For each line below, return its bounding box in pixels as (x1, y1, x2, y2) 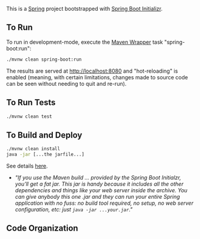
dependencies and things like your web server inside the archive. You (14, 186, 188, 194)
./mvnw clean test (6, 113, 52, 119)
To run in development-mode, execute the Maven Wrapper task (6, 38, 163, 46)
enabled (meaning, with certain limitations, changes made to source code (6, 73, 188, 80)
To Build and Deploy (6, 130, 83, 140)
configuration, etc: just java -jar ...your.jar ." (14, 205, 133, 213)
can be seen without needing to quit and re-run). (6, 80, 127, 87)
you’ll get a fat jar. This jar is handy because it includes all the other (14, 180, 184, 187)
